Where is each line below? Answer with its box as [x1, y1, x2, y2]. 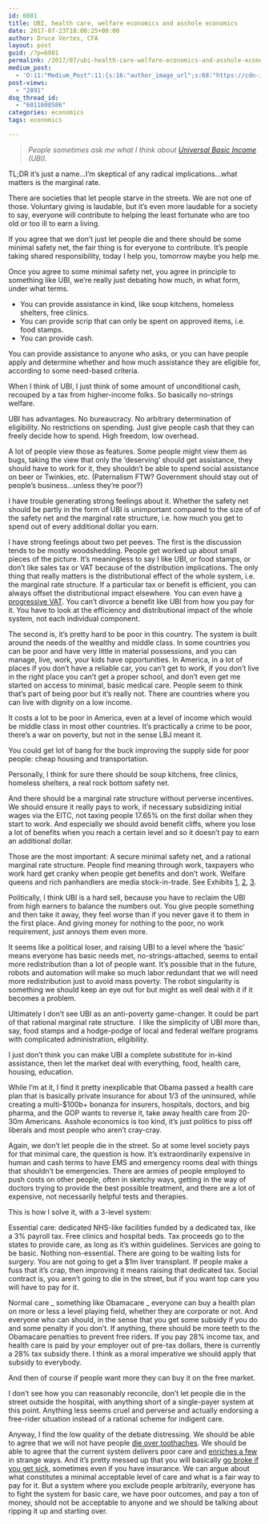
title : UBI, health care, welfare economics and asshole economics [8, 19, 239, 27]
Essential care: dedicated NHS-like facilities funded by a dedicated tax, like [8, 1223, 256, 1232]
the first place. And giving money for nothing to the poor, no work [8, 918, 224, 928]
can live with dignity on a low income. [8, 697, 133, 707]
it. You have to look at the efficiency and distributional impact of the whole [8, 605, 254, 615]
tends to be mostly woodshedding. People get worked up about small [8, 546, 238, 555]
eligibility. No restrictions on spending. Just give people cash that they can [8, 422, 255, 432]
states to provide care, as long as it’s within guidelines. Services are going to [8, 1240, 261, 1249]
